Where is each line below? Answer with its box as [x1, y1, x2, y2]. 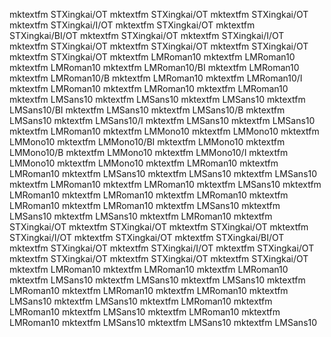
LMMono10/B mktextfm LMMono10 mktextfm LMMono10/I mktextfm [9, 147, 289, 158]
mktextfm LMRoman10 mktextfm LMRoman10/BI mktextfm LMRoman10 [9, 62, 300, 73]
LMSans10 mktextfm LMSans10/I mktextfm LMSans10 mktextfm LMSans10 [9, 115, 316, 126]
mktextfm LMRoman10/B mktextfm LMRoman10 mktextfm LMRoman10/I [9, 72, 303, 84]
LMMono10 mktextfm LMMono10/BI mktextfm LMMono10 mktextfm [9, 136, 286, 148]
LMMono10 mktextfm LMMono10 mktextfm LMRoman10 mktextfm [9, 157, 279, 169]
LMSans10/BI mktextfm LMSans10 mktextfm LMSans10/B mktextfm [9, 104, 286, 116]
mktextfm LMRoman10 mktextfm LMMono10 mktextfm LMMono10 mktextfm [9, 125, 320, 137]
